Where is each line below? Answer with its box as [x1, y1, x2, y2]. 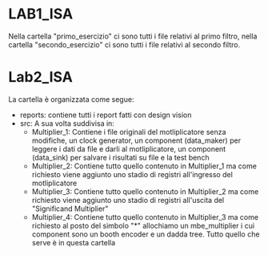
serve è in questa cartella [31, 237, 116, 247]
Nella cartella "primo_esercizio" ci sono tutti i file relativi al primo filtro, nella [8, 31, 258, 41]
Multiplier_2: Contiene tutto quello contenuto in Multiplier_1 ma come [31, 161, 258, 171]
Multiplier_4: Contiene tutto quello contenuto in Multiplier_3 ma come [31, 212, 258, 221]
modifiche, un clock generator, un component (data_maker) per [31, 136, 242, 145]
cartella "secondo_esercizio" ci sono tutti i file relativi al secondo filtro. [8, 39, 241, 49]
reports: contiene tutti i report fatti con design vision [19, 110, 192, 119]
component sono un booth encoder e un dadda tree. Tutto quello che [31, 229, 260, 239]
